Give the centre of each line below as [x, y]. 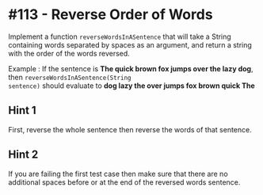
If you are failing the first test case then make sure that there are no [118, 174]
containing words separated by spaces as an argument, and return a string [130, 44]
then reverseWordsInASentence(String [70, 77]
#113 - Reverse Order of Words [111, 15]
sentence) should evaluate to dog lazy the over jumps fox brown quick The [131, 86]
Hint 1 [23, 111]
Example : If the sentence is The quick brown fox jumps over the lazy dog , [131, 68]
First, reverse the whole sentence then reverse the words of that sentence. [130, 129]
